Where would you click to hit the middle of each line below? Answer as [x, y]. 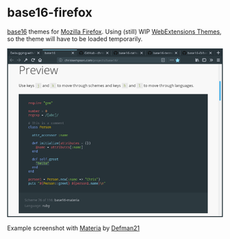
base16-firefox [50, 13]
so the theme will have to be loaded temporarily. [75, 38]
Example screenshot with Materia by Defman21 [74, 228]
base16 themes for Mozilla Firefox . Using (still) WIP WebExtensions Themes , [114, 32]
